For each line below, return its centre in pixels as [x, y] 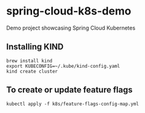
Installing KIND [35, 47]
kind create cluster [32, 71]
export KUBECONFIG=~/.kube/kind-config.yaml [63, 66]
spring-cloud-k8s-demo [69, 11]
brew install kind [29, 61]
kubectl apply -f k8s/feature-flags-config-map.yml [72, 104]
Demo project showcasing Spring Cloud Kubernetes [71, 28]
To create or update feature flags [69, 90]
